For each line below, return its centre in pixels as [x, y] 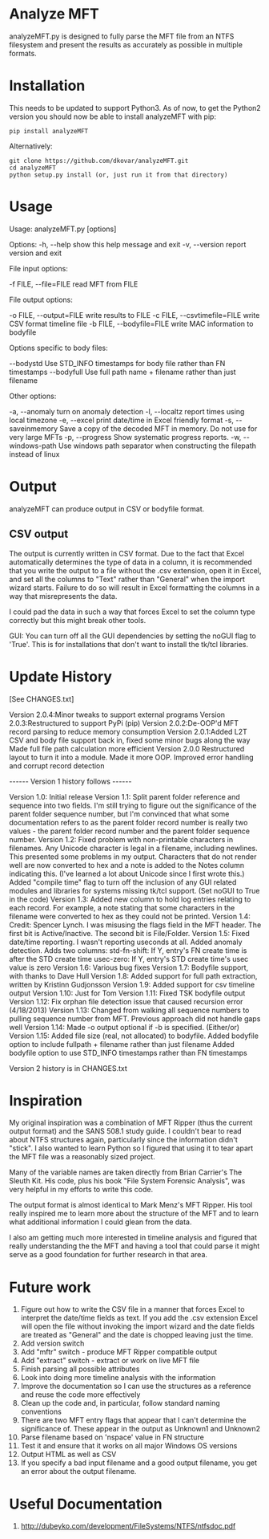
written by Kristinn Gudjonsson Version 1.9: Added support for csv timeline [132, 984]
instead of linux [34, 454]
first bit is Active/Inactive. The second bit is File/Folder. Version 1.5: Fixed [130, 933]
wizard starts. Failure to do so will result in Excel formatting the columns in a [134, 588]
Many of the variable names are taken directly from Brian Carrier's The [126, 1172]
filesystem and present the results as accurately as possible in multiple [126, 44]
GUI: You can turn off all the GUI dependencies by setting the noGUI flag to [133, 636]
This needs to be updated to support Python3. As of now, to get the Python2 [135, 108]
